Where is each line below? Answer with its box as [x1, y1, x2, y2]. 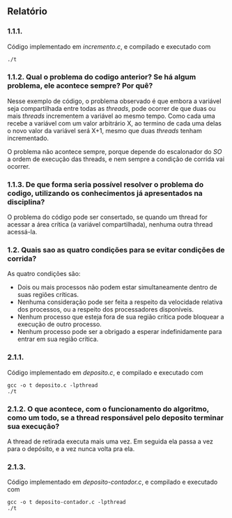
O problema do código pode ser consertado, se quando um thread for [7, 213, 208, 222]
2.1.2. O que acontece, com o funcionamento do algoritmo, [7, 404, 209, 413]
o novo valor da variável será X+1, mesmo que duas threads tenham [7, 126, 202, 135]
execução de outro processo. [17, 320, 102, 328]
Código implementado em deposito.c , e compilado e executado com [7, 368, 203, 376]
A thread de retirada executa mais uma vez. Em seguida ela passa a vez [7, 437, 214, 445]
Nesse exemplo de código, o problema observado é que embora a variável [7, 97, 222, 105]
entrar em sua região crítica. [17, 335, 99, 344]
